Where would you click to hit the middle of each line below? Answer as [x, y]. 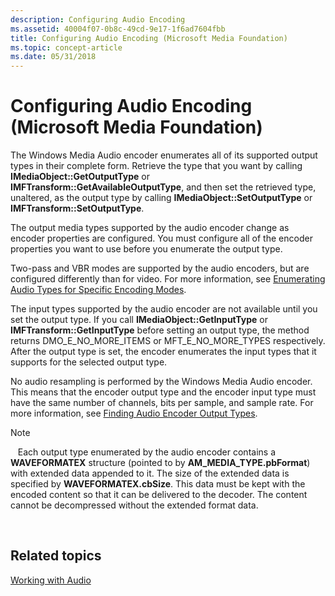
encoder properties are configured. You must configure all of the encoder [161, 238]
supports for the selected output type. [89, 362]
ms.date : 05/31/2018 [53, 57]
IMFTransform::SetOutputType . [77, 208]
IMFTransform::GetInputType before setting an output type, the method [160, 330]
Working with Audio [51, 580]
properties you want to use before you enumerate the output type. [146, 249]
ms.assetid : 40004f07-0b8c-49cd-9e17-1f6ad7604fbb [118, 29]
